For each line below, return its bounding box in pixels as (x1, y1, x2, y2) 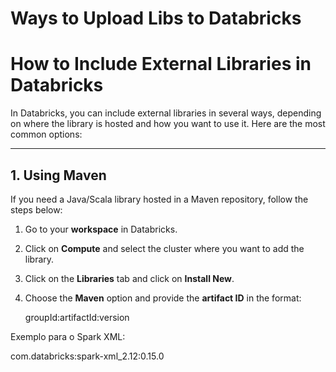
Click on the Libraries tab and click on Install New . (24, 272, 235, 284)
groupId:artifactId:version (24, 311, 130, 323)
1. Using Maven (10, 167, 107, 184)
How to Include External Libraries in (10, 53, 312, 76)
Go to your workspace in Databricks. (24, 223, 178, 235)
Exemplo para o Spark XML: (10, 330, 126, 342)
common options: (10, 128, 83, 141)
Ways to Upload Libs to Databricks (10, 7, 302, 30)
